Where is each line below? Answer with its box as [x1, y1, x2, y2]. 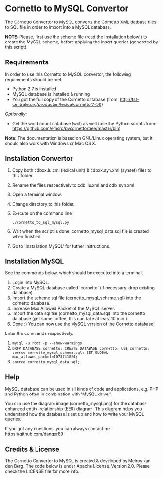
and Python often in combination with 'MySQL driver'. [5, 391, 112, 397]
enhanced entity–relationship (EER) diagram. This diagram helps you [5, 406, 142, 412]
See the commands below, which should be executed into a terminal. [5, 270, 143, 276]
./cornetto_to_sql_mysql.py [12, 220, 69, 225]
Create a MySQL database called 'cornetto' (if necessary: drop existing [12, 285, 155, 291]
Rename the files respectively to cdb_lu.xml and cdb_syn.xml [12, 182, 135, 188]
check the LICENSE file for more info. [5, 468, 80, 474]
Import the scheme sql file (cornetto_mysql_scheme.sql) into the [12, 295, 141, 301]
